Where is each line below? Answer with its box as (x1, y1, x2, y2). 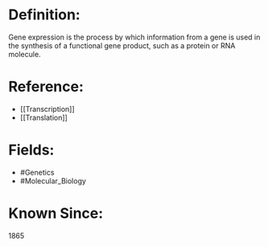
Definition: (8, 6, 80, 24)
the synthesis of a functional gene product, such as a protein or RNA (8, 40, 236, 50)
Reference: (8, 78, 85, 96)
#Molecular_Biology (19, 175, 87, 186)
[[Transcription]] (19, 104, 75, 113)
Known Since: (8, 204, 104, 222)
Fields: (8, 141, 55, 159)
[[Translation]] (19, 113, 68, 122)
